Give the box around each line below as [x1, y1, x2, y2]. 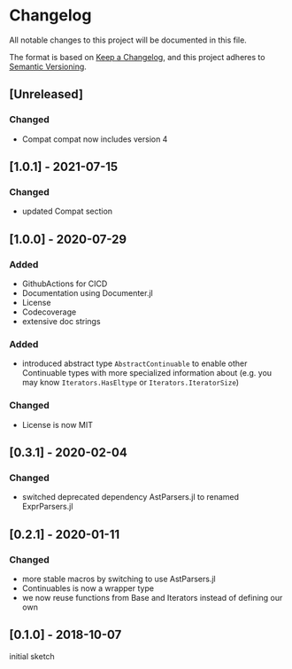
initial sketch [9, 650, 55, 661]
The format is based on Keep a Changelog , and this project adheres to [9, 51, 265, 62]
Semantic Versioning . [9, 61, 87, 72]
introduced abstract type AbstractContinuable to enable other [21, 358, 248, 369]
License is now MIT [21, 419, 93, 430]
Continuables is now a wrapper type [21, 582, 155, 594]
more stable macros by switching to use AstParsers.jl [21, 573, 216, 584]
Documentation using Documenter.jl [21, 288, 153, 298]
